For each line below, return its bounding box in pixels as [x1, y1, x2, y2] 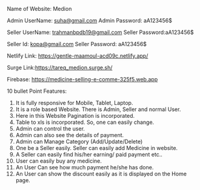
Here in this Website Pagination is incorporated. [15, 112, 135, 119]
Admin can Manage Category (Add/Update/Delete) [15, 138, 143, 145]
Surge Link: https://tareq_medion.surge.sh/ [7, 64, 113, 71]
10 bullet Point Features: [7, 87, 67, 95]
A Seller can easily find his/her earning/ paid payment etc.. [15, 151, 162, 158]
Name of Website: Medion [7, 5, 72, 12]
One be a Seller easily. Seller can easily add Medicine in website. [15, 144, 178, 151]
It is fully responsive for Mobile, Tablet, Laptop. [15, 100, 133, 106]
